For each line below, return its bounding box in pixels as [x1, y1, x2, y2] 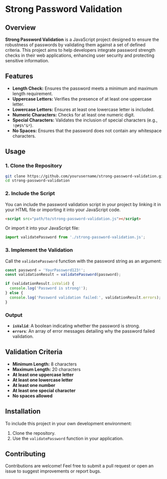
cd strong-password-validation [5, 178, 70, 183]
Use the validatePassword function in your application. [12, 435, 124, 441]
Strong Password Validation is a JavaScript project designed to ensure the [5, 36, 159, 42]
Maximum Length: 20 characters [12, 366, 81, 372]
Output [5, 311, 23, 318]
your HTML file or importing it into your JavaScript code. [5, 207, 121, 213]
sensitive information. [5, 58, 50, 63]
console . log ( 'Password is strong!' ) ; [9, 286, 88, 291]
